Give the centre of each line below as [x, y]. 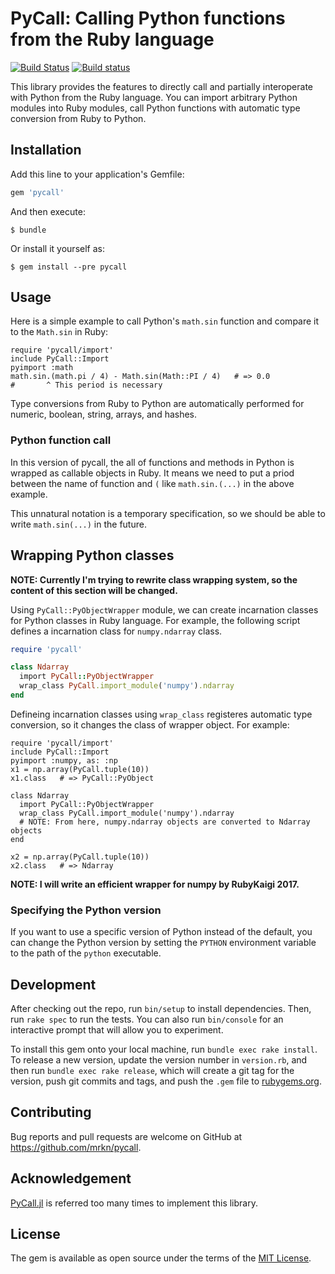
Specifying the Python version [86, 910]
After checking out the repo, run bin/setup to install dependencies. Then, [161, 1009]
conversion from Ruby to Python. [78, 118]
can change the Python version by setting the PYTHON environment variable [163, 943]
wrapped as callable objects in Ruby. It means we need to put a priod [152, 473]
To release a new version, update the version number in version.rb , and [159, 1060]
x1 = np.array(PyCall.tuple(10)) [80, 769]
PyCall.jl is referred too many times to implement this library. [134, 1203]
